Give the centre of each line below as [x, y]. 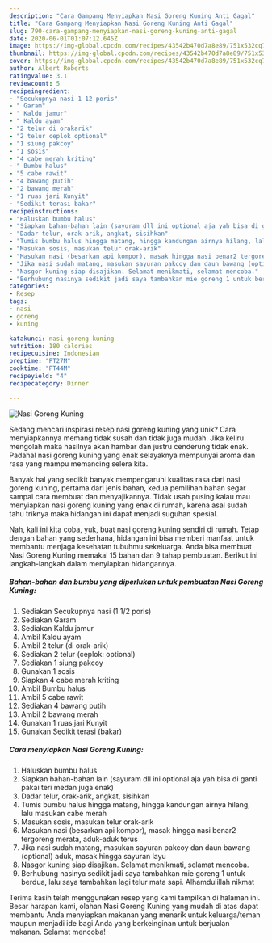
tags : [18, 301]
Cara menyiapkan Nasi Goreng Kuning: [76, 750]
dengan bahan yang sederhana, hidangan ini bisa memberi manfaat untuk [132, 537]
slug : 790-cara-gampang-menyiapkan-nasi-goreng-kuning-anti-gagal [123, 31]
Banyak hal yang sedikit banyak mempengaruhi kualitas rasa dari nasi [125, 479]
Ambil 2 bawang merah [60, 714]
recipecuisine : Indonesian [54, 354]
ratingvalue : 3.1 [38, 76]
